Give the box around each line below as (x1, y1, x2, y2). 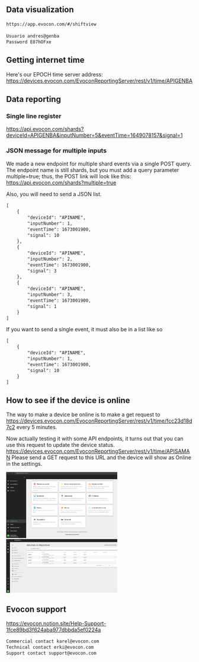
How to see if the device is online (6, 395, 130, 405)
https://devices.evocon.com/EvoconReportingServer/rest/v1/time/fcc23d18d (6, 417, 192, 424)
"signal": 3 (27, 268, 57, 274)
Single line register (6, 112, 62, 120)
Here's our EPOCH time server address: (6, 71, 103, 78)
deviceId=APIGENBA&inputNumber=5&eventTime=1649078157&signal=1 (6, 132, 183, 139)
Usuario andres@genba (6, 33, 60, 39)
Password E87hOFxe (6, 39, 52, 45)
